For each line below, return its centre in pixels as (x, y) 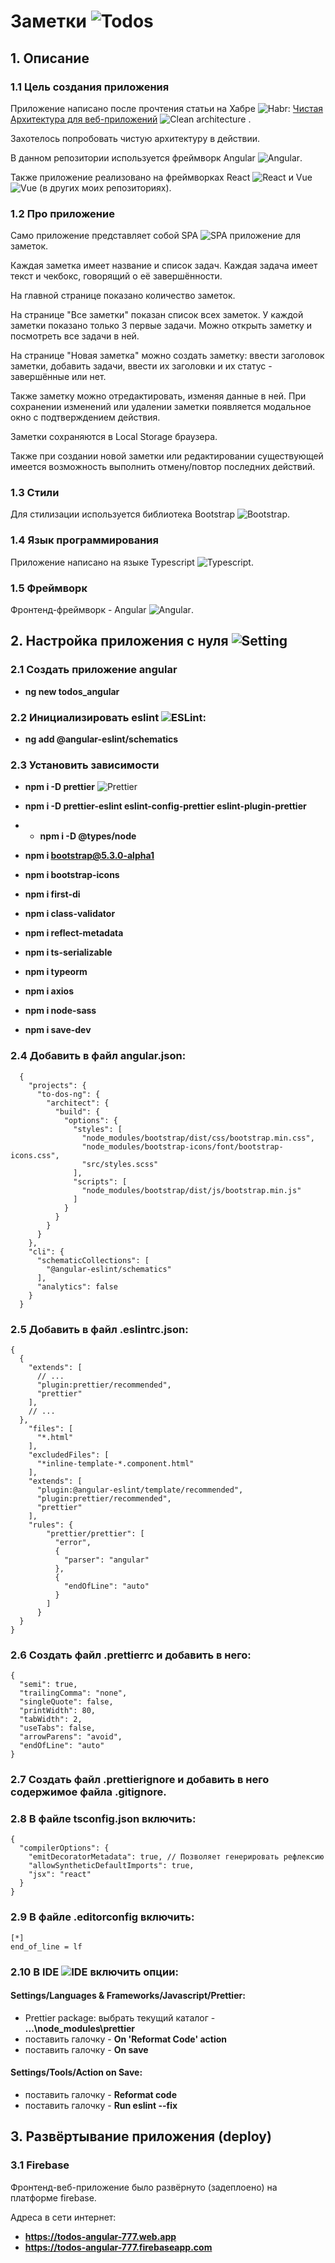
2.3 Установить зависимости (85, 765)
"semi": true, (48, 1685)
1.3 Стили (35, 493)
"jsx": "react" (60, 1875)
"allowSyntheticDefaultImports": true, (111, 1866)
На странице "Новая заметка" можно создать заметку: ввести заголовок (167, 356)
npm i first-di (52, 894)
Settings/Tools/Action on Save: (76, 2072)
